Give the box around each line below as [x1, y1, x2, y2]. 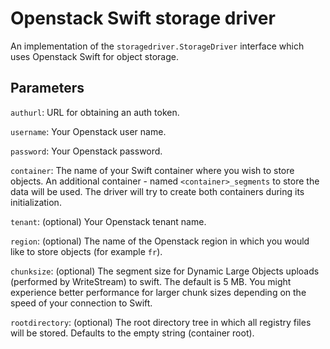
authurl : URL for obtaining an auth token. [10, 106, 180, 118]
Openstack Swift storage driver [10, 7, 276, 30]
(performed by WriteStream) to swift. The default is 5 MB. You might [10, 275, 292, 287]
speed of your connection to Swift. [10, 297, 153, 309]
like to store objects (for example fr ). [10, 245, 163, 257]
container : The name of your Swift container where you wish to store [10, 164, 295, 176]
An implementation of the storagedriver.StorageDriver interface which [10, 40, 305, 52]
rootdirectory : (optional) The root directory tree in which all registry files [10, 316, 312, 328]
